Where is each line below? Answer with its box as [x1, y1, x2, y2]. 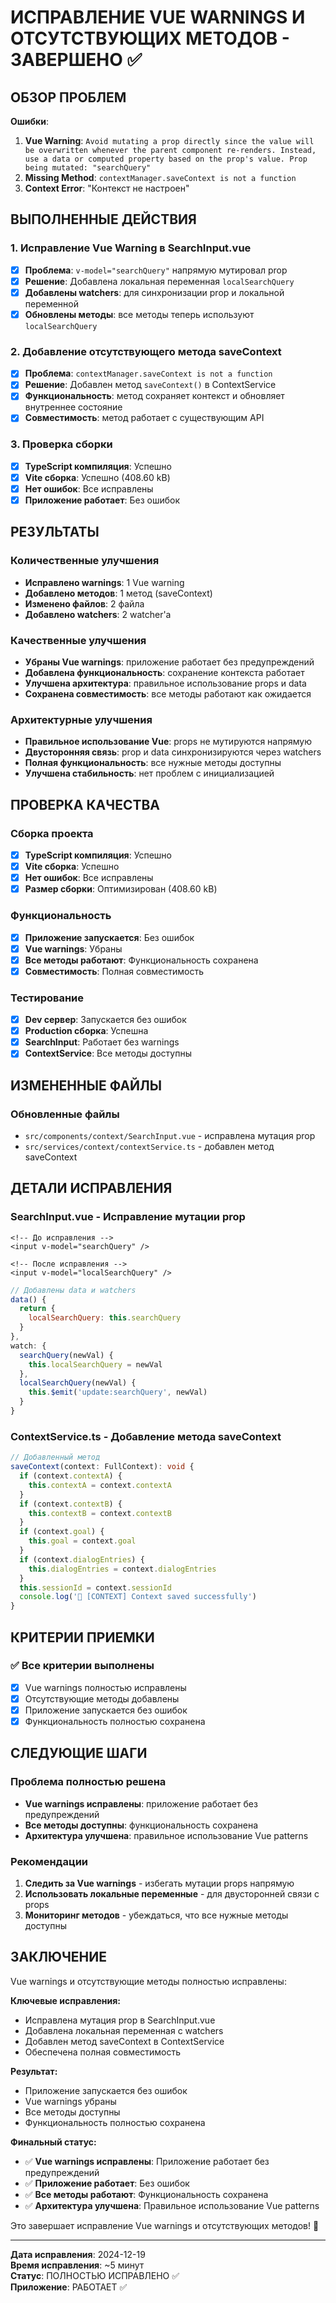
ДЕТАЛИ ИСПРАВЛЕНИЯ [10, 1180, 173, 1197]
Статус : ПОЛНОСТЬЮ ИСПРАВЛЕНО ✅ [10, 2269, 180, 2281]
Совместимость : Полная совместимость [24, 965, 205, 977]
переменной [24, 297, 80, 310]
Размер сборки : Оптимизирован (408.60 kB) [24, 883, 218, 895]
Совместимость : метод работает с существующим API [24, 412, 265, 424]
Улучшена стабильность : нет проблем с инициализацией [24, 767, 275, 780]
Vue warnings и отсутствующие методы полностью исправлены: [10, 1975, 287, 1987]
